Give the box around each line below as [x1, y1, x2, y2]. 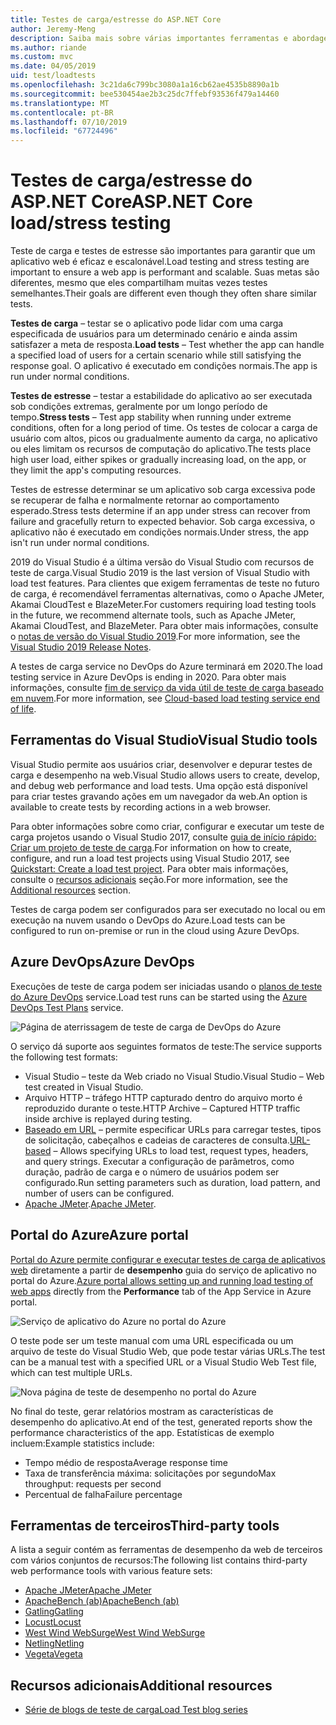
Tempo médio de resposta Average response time [24, 1456, 228, 1468]
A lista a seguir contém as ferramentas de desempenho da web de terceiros [10, 1544, 323, 1556]
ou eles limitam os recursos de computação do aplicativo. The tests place [10, 443, 312, 455]
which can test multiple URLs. [10, 1366, 133, 1378]
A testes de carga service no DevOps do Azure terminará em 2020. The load [10, 661, 323, 673]
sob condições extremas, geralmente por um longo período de [10, 401, 268, 413]
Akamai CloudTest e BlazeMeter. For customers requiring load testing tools [10, 599, 317, 611]
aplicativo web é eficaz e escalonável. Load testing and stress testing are [10, 256, 310, 268]
